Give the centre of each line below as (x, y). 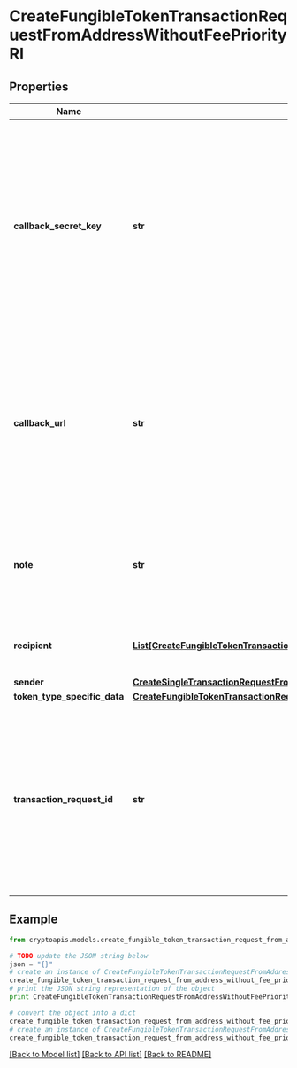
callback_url (40, 423)
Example (34, 920)
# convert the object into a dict (73, 1013)
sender (29, 682)
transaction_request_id (63, 799)
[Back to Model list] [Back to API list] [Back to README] (110, 1055)
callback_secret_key (57, 226)
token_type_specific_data (69, 697)
